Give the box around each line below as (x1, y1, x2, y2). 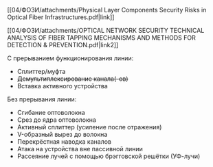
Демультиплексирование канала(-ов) (16, 75, 128, 83)
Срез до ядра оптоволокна (16, 116, 96, 124)
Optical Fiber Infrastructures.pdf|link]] (7, 13, 115, 21)
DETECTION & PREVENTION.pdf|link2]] (7, 41, 119, 49)
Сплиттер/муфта (16, 68, 66, 75)
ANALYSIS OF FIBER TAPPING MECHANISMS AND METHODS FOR (7, 34, 196, 42)
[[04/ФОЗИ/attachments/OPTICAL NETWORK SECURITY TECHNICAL (7, 27, 205, 34)
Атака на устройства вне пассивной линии (16, 145, 143, 153)
